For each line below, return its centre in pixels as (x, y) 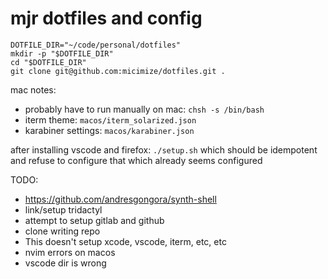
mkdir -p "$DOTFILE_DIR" (62, 53)
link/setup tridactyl (63, 209)
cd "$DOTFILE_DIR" (48, 62)
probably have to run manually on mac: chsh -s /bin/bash (144, 109)
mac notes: (33, 89)
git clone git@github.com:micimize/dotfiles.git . (118, 71)
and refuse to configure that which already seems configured (136, 160)
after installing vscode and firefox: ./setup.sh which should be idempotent (164, 149)
